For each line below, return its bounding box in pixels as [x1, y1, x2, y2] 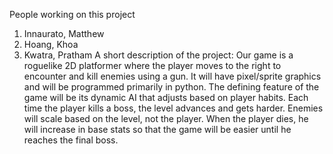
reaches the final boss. [23, 134, 119, 146]
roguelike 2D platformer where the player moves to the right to [23, 60, 282, 71]
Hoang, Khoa [23, 39, 79, 50]
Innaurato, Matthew [23, 28, 105, 39]
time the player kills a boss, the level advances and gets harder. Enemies [23, 102, 324, 114]
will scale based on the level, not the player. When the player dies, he [23, 113, 309, 124]
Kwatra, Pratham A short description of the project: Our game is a [23, 49, 294, 61]
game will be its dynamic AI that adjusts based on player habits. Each [23, 92, 309, 103]
